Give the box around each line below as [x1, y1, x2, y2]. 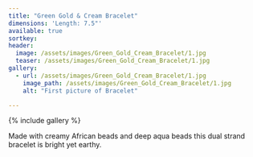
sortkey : [8, 34, 38, 43]
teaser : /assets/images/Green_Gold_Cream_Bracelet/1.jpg [15, 57, 210, 65]
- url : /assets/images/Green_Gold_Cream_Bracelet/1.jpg [15, 72, 206, 80]
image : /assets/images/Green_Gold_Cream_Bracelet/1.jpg [15, 49, 206, 57]
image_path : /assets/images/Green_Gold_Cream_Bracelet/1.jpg [22, 79, 231, 87]
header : [8, 42, 35, 50]
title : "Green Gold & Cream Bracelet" [8, 11, 138, 20]
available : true [8, 27, 63, 35]
